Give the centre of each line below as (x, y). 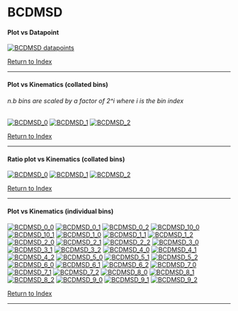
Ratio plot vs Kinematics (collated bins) (66, 159)
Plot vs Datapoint (33, 32)
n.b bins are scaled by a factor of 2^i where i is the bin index (96, 100)
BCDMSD (35, 12)
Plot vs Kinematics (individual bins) (61, 211)
